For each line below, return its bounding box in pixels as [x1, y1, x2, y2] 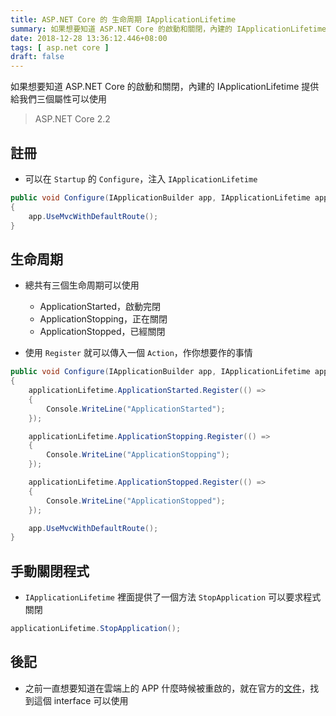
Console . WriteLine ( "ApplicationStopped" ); [46, 496, 226, 506]
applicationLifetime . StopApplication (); [10, 624, 182, 634]
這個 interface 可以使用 [33, 694, 129, 706]
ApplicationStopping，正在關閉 [39, 313, 168, 325]
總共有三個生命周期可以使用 [24, 279, 140, 291]
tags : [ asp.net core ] [10, 42, 110, 53]
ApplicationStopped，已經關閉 [39, 326, 166, 338]
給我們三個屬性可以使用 [10, 93, 107, 105]
